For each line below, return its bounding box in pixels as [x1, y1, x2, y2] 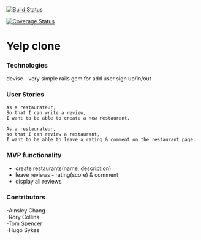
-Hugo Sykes [6, 226, 40, 234]
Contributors [6, 193, 46, 201]
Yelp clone [6, 39, 61, 53]
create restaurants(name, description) [15, 165, 112, 172]
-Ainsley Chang [6, 207, 46, 214]
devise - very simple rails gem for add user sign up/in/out [6, 75, 151, 82]
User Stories [6, 90, 45, 99]
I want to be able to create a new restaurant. [6, 115, 131, 121]
